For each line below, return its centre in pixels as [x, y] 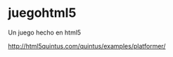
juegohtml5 [42, 13]
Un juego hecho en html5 [45, 32]
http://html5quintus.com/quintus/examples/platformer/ [87, 46]
